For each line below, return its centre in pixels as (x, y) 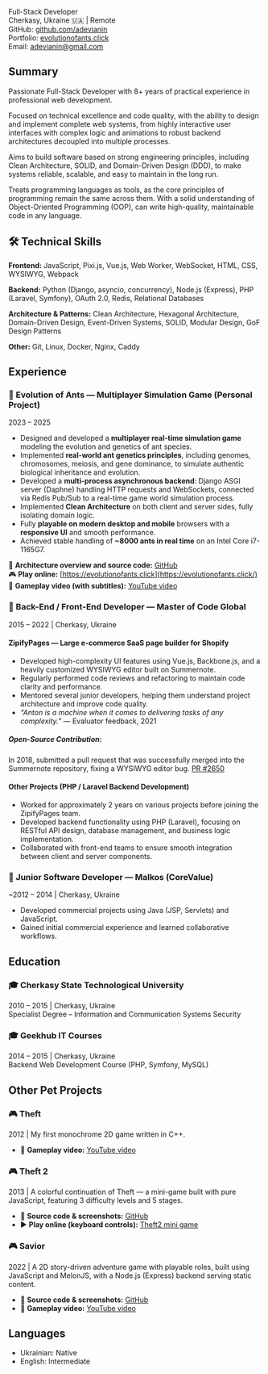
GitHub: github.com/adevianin (58, 29)
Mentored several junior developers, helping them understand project (135, 695)
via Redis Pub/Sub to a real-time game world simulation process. (127, 498)
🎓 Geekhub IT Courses (55, 1035)
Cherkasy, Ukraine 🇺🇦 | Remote (62, 20)
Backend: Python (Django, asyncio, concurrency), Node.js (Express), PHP (131, 289)
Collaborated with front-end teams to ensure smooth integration (126, 848)
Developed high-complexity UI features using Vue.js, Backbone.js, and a (140, 660)
